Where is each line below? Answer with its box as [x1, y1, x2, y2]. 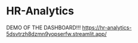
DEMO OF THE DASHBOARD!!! [6, 24, 81, 31]
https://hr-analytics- [82, 24, 132, 31]
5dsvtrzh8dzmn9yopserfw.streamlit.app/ [6, 30, 107, 37]
